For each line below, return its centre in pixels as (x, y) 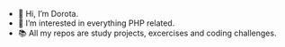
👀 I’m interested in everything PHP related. (96, 23)
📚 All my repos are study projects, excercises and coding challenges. (147, 33)
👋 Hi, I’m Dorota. (48, 14)
